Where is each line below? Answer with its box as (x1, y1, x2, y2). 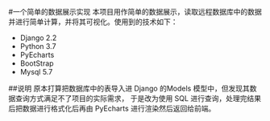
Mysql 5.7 (19, 67, 53, 76)
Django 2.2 (19, 33, 57, 42)
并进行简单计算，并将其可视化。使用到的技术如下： (8, 17, 178, 26)
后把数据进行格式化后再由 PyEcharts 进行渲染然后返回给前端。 (8, 103, 216, 113)
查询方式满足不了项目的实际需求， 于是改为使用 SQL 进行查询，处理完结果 (15, 94, 262, 103)
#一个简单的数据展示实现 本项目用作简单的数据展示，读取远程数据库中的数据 (8, 7, 262, 16)
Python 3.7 (19, 42, 56, 50)
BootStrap (19, 58, 54, 68)
